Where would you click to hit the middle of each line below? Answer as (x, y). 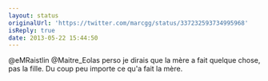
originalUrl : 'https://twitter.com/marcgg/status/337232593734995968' (128, 23)
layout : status (34, 15)
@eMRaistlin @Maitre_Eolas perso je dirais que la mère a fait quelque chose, (134, 60)
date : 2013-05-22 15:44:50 (53, 38)
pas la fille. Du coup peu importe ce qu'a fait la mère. (96, 69)
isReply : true (32, 30)
